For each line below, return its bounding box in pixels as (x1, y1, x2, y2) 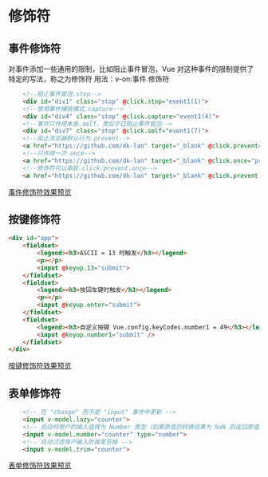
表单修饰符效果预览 (8, 460, 72, 471)
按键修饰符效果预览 (8, 361, 72, 371)
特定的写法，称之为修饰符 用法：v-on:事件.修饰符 (8, 74, 170, 84)
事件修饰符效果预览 (8, 187, 72, 196)
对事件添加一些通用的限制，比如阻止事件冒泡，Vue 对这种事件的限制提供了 (8, 65, 254, 73)
